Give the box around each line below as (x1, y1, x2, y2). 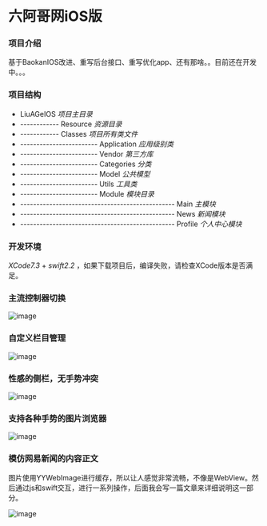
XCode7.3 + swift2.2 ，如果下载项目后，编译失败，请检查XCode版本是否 (8, 261, 246, 270)
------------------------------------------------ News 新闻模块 (19, 209, 226, 218)
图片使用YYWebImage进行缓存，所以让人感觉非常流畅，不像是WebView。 (8, 472, 252, 482)
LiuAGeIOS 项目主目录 (19, 109, 94, 118)
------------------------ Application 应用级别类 (19, 139, 174, 149)
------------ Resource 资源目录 (19, 119, 122, 129)
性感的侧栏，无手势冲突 (8, 373, 98, 384)
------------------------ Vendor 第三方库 (19, 149, 153, 158)
